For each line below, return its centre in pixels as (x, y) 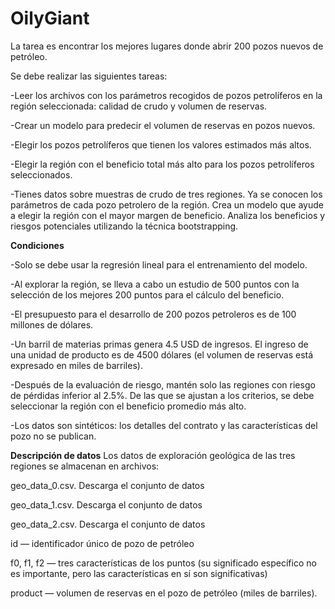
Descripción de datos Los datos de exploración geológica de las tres (153, 455)
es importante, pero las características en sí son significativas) (139, 573)
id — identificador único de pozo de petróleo (102, 543)
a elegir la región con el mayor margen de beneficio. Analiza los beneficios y (168, 215)
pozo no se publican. (53, 436)
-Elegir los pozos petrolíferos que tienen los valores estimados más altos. (161, 144)
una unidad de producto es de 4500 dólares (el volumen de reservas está (162, 354)
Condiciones (37, 245)
